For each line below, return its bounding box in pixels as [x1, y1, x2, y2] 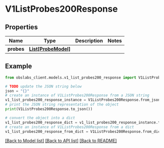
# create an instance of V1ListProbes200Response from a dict [5, 125, 134, 129]
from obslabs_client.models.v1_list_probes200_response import [5, 75, 137, 80]
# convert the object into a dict [5, 115, 76, 120]
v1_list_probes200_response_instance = [5, 98, 86, 103]
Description [75, 38, 103, 44]
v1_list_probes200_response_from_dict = [5, 129, 89, 134]
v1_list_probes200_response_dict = [5, 120, 78, 125]
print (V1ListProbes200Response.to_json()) [5, 106, 93, 112]
